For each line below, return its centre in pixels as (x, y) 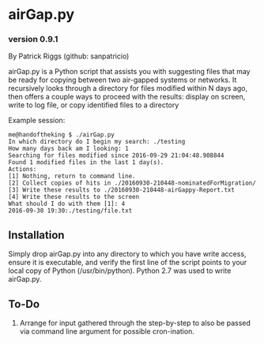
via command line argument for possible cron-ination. (107, 331)
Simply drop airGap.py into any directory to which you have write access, (127, 254)
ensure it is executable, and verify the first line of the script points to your (128, 263)
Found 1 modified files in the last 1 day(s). (86, 163)
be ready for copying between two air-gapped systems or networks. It (123, 80)
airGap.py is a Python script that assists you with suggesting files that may (129, 72)
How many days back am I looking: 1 (68, 149)
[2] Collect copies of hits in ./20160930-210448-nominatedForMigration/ (132, 183)
